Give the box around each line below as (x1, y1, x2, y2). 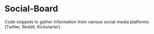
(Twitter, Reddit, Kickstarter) (4, 24, 61, 29)
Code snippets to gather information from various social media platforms (4, 19, 149, 25)
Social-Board (4, 3, 58, 14)
